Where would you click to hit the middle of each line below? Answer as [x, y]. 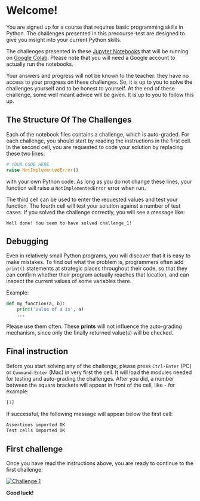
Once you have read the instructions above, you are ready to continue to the [100, 463]
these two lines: [26, 153]
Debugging [27, 241]
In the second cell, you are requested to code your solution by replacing [95, 147]
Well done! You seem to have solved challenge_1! [69, 223]
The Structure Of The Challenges [69, 120]
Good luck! [20, 493]
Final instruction [37, 352]
